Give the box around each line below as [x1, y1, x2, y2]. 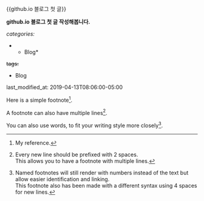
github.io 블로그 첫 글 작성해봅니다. [6, 18, 90, 25]
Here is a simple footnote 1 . [6, 96, 73, 104]
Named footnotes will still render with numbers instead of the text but [15, 169, 189, 176]
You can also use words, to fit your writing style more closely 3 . [6, 120, 163, 129]
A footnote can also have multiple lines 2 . [6, 108, 107, 116]
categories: [6, 30, 35, 38]
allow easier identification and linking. [15, 175, 110, 183]
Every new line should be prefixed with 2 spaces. [15, 151, 138, 158]
